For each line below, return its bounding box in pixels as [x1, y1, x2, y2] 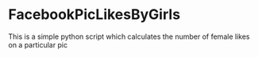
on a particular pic [8, 40, 68, 49]
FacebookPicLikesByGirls [8, 6, 181, 24]
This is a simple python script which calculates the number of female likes [8, 32, 250, 41]
